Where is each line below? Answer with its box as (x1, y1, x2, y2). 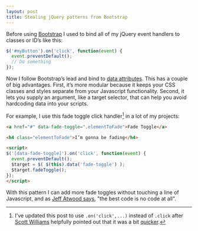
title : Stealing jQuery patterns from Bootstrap (6, 14, 128, 20)
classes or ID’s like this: (6, 37, 63, 44)
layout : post (6, 8, 38, 15)
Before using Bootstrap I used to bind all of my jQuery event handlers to (6, 30, 180, 37)
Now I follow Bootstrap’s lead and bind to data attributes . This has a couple (6, 75, 188, 82)
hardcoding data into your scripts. (6, 100, 88, 107)
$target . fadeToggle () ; (11, 167, 67, 173)
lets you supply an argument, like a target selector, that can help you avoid (6, 94, 187, 101)
